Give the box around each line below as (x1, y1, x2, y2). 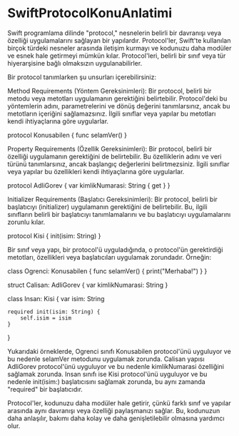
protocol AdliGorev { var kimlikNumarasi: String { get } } (7, 181, 171, 190)
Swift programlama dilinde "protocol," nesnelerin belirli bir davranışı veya (7, 29, 221, 37)
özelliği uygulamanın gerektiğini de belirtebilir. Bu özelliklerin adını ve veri (7, 152, 222, 161)
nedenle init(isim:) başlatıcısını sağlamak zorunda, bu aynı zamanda (7, 377, 205, 386)
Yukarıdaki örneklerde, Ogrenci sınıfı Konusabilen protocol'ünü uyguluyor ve (7, 347, 232, 355)
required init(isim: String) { (7, 308, 101, 315)
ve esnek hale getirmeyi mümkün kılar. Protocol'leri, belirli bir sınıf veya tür (7, 51, 226, 60)
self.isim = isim (20, 314, 72, 322)
